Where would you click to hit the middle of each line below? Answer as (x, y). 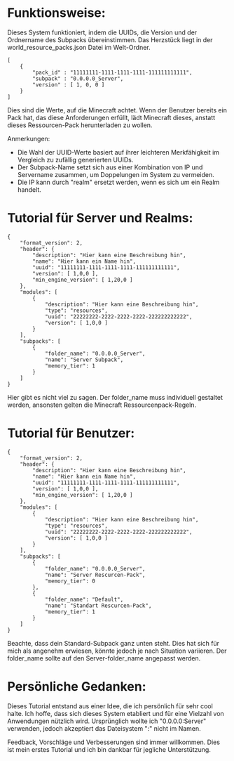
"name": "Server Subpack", (84, 360)
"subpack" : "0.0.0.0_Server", (78, 79)
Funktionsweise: (57, 13)
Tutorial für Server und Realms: (100, 218)
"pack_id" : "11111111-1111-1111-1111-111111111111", (112, 72)
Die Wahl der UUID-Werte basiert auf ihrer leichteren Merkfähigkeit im (118, 152)
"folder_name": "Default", (84, 599)
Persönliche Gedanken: (77, 687)
